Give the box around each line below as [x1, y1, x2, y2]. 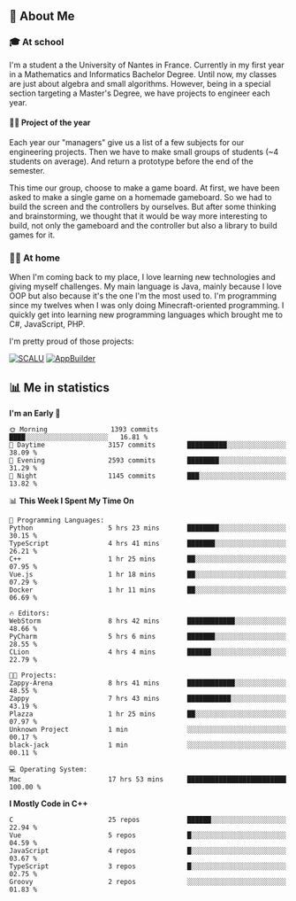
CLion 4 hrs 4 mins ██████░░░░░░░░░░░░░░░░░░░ [9, 648, 287, 656]
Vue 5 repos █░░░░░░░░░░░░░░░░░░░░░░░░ [9, 831, 287, 840]
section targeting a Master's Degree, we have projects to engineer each [9, 88, 271, 98]
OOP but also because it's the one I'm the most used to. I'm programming [9, 291, 277, 301]
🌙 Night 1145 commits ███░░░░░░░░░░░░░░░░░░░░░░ [9, 471, 287, 480]
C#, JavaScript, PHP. [9, 319, 86, 330]
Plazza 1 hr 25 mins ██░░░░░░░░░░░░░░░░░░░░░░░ [9, 710, 287, 718]
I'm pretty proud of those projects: [9, 336, 134, 346]
